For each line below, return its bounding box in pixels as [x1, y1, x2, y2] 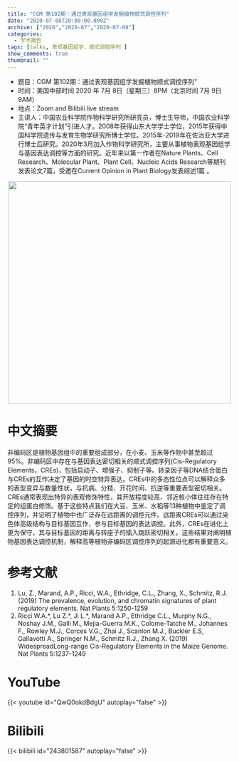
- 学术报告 [14, 37, 42, 44]
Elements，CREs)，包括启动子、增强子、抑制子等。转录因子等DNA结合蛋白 [7, 465, 228, 474]
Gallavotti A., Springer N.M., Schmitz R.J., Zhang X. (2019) [17, 634, 188, 642]
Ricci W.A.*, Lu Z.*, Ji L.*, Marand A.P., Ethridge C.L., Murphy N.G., [17, 611, 212, 620]
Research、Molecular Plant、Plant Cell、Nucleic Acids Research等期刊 [17, 158, 226, 166]
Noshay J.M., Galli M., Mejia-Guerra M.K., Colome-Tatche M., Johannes [17, 619, 228, 627]
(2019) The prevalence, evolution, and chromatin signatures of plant [17, 596, 217, 604]
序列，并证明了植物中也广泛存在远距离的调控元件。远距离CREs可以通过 [13, 510, 223, 519]
